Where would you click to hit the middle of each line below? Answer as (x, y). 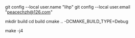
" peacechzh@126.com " (29, 12)
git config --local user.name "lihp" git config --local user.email (68, 7)
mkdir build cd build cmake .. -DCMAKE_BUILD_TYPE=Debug (67, 21)
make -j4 (14, 31)
